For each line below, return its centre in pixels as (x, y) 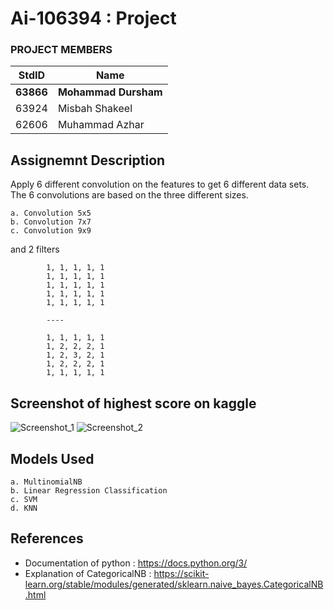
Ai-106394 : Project (93, 18)
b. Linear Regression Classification (89, 490)
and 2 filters (35, 249)
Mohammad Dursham (110, 92)
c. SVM (24, 499)
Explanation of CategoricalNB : (88, 573)
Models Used (52, 458)
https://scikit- (181, 573)
